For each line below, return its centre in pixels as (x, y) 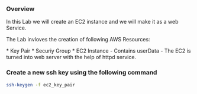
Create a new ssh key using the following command (82, 73)
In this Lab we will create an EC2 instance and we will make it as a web (92, 22)
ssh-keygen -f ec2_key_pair (41, 85)
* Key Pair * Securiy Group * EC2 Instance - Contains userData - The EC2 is (98, 51)
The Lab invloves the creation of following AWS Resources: (78, 40)
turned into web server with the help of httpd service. (71, 57)
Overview (20, 9)
